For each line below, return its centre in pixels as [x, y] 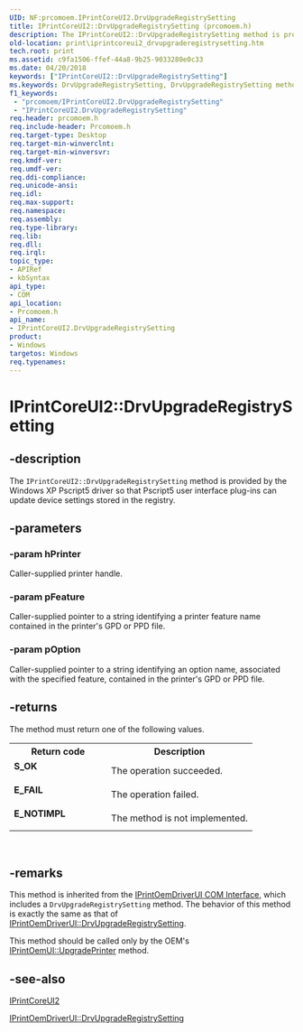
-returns [33, 707]
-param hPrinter [45, 553]
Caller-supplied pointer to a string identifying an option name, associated [145, 669]
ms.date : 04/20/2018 [48, 69]
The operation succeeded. [167, 770]
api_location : [36, 303]
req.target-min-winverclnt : [62, 144]
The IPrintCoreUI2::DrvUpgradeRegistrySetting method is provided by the [148, 480]
